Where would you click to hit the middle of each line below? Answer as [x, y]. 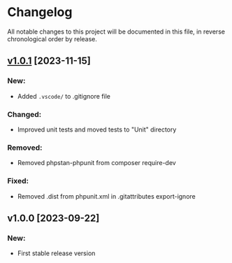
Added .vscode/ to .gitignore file [64, 96]
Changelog [40, 12]
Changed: [24, 114]
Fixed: [18, 181]
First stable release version [56, 253]
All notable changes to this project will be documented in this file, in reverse [116, 31]
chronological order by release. [52, 38]
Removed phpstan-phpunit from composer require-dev [96, 163]
